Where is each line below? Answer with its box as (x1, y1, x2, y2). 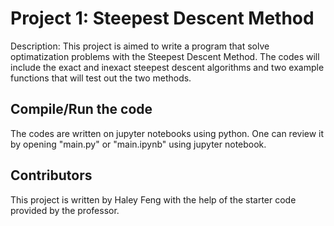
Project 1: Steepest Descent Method (10, 7, 315, 30)
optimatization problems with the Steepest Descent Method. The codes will (10, 50, 320, 62)
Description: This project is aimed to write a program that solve (10, 40, 270, 52)
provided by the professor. (10, 204, 120, 216)
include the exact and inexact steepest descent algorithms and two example (10, 61, 325, 73)
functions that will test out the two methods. (10, 72, 192, 84)
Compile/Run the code (10, 101, 153, 118)
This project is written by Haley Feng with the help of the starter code (10, 193, 297, 206)
